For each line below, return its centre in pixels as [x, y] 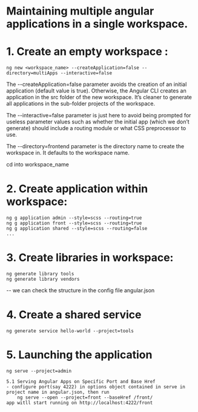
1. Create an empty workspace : [87, 52]
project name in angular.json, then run [58, 392]
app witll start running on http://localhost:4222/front [80, 403]
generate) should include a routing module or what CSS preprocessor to [96, 128]
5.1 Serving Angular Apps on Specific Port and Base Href [81, 381]
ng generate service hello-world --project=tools [70, 331]
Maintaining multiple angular [80, 11]
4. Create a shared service [74, 315]
